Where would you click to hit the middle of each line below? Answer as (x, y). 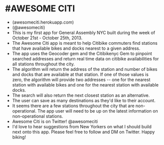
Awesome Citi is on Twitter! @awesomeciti (55, 121)
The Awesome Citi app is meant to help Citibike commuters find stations (85, 43)
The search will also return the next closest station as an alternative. (81, 95)
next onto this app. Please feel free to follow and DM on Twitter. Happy (83, 132)
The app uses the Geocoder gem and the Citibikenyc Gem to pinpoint (82, 53)
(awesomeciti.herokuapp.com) (43, 22)
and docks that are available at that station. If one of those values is (80, 74)
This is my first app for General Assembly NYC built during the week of (83, 32)
